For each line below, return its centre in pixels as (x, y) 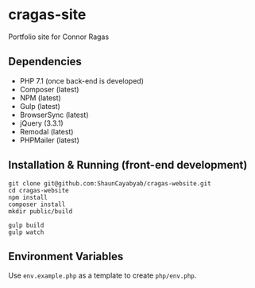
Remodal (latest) (46, 131)
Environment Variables (66, 256)
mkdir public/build (41, 211)
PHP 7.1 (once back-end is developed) (82, 80)
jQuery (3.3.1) (41, 123)
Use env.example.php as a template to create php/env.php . (102, 275)
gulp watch (26, 232)
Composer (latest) (49, 89)
